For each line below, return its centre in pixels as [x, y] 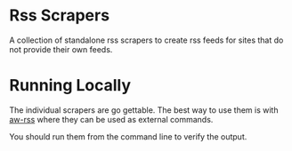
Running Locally [70, 86]
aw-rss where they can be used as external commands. [111, 119]
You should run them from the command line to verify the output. [128, 136]
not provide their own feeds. [61, 49]
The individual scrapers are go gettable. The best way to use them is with [144, 110]
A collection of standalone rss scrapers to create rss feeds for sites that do [146, 40]
